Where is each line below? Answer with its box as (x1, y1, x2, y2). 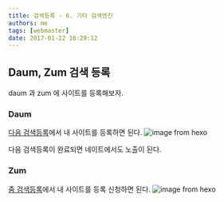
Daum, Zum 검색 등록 (8, 65, 111, 79)
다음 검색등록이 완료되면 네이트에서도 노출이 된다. (8, 145, 162, 154)
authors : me (8, 19, 48, 27)
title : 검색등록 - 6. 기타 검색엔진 (8, 11, 113, 20)
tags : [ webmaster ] (8, 26, 69, 34)
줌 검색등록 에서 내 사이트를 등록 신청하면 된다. (8, 184, 151, 194)
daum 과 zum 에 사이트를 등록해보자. (8, 89, 124, 98)
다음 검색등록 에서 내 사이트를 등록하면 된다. (8, 128, 143, 137)
